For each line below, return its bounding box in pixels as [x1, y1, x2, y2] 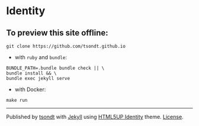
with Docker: [14, 86, 46, 93]
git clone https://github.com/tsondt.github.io [6, 43, 126, 49]
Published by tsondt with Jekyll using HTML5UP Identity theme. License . [6, 114, 184, 120]
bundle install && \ [6, 70, 57, 76]
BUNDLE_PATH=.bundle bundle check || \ [6, 65, 105, 71]
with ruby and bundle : [14, 54, 67, 60]
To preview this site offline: [6, 28, 108, 38]
